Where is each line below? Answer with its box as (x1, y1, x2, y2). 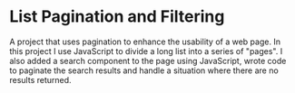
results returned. (9, 74, 72, 85)
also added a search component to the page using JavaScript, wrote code (9, 55, 287, 66)
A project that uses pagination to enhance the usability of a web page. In (9, 36, 281, 47)
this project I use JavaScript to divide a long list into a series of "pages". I (9, 45, 283, 56)
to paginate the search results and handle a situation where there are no (9, 65, 279, 76)
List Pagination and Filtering (9, 6, 225, 27)
